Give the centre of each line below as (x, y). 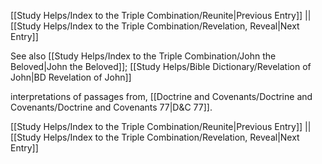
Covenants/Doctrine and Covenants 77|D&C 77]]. (111, 107)
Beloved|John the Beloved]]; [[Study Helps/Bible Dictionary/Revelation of (161, 66)
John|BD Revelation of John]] (71, 77)
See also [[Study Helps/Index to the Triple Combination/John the (143, 56)
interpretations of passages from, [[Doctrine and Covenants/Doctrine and (161, 96)
